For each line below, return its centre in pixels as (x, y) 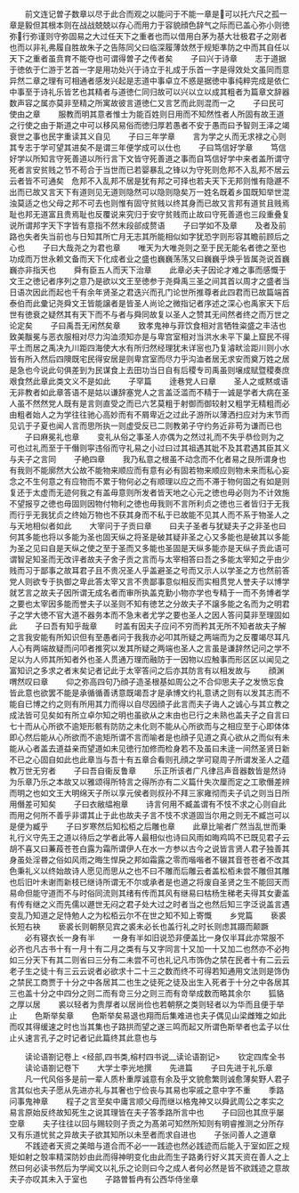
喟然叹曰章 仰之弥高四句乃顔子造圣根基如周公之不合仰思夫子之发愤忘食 (147, 682)
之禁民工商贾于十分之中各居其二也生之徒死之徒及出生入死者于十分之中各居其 (149, 982)
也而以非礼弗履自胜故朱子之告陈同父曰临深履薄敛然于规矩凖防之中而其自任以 (149, 47)
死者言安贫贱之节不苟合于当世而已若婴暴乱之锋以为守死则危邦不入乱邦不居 (145, 170)
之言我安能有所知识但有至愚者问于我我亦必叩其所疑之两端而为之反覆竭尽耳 (145, 637)
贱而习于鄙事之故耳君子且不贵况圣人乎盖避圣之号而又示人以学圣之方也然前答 (149, 570)
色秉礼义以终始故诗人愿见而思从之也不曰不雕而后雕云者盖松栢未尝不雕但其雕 (149, 871)
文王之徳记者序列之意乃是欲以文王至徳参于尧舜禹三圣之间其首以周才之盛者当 (149, 281)
